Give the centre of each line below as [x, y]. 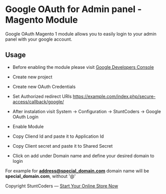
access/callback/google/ [38, 102]
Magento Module [41, 20]
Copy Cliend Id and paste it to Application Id [58, 136]
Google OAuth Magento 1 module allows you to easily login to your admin [81, 34]
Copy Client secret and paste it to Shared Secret [63, 146]
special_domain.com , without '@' [40, 176]
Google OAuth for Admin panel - [73, 9]
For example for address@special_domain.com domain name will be [77, 171]
